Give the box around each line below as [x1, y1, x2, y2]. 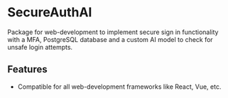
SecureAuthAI [7, 4, 92, 21]
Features [7, 63, 48, 75]
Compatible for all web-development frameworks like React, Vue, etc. [17, 82, 222, 91]
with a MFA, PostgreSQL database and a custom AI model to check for [7, 35, 213, 43]
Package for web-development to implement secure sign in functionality [7, 28, 219, 36]
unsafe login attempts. [7, 43, 73, 51]
